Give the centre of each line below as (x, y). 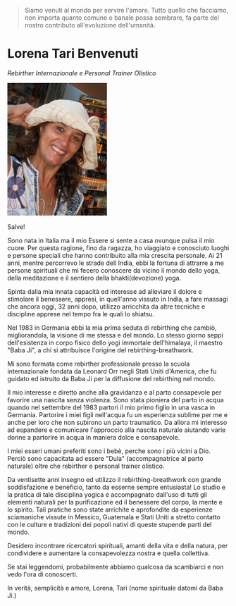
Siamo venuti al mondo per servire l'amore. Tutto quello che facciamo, (126, 10)
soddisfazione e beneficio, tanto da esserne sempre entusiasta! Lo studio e (117, 487)
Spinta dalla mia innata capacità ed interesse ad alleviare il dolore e (105, 291)
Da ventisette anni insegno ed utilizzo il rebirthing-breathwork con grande (114, 479)
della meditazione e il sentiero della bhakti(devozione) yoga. (94, 278)
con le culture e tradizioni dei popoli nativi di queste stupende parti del (110, 524)
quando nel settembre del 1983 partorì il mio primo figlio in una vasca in (111, 407)
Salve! (17, 227)
